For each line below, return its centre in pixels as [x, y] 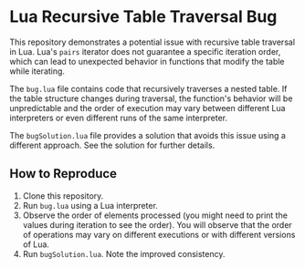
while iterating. [37, 71]
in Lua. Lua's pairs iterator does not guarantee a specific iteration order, [145, 51]
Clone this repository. [63, 196]
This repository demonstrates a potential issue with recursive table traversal [152, 42]
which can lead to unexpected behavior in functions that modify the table [147, 61]
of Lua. [36, 244]
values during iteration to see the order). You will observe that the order [157, 224]
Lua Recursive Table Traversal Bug [143, 17]
